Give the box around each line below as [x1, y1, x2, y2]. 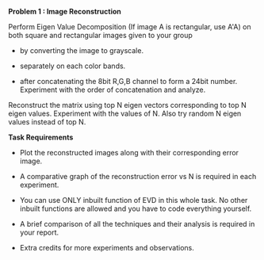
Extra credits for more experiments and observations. [19, 243, 194, 252]
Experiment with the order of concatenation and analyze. [19, 85, 206, 94]
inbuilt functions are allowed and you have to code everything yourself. [19, 204, 252, 213]
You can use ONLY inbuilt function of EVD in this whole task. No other [19, 196, 248, 205]
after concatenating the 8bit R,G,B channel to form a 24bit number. [19, 77, 238, 86]
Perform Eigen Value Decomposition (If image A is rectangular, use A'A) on [8, 22, 251, 31]
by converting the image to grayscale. [19, 46, 144, 55]
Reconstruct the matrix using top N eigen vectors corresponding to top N [8, 101, 247, 109]
